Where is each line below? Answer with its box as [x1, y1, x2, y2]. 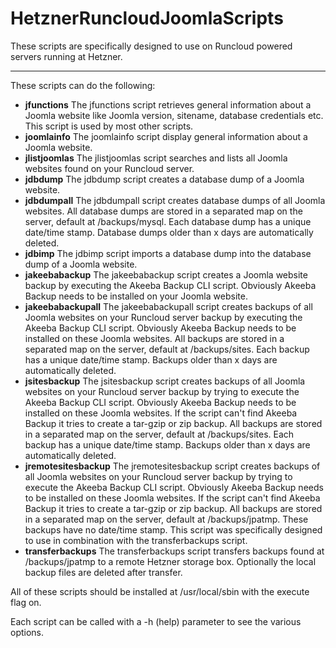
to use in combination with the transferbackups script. [24, 534, 248, 546]
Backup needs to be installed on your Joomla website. [24, 290, 248, 302]
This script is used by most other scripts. [24, 120, 194, 132]
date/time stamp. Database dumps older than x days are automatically [24, 226, 314, 238]
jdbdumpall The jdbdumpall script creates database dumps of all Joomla [24, 194, 326, 206]
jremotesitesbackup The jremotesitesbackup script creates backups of [24, 460, 321, 472]
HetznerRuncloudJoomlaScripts [10, 7, 284, 30]
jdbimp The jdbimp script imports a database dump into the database [24, 247, 312, 259]
